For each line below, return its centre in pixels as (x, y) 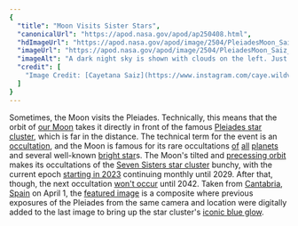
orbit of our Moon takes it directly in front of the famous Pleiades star (136, 126)
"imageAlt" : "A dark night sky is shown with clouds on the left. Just (153, 59)
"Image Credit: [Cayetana (73, 76)
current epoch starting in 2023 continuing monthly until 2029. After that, (141, 174)
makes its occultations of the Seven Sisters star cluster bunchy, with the (141, 165)
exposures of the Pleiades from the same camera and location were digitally (148, 202)
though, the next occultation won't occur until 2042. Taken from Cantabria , (146, 183)
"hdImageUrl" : (43, 42)
